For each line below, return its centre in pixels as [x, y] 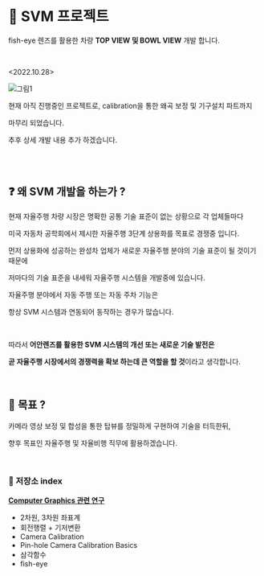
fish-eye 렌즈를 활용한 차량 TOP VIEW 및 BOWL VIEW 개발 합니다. [114, 40]
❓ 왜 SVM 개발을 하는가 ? [67, 192]
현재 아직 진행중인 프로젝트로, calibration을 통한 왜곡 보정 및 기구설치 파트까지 [130, 105]
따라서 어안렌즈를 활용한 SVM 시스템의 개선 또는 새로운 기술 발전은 [112, 344]
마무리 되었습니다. [37, 122]
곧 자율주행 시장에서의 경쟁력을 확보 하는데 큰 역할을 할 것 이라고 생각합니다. [124, 361]
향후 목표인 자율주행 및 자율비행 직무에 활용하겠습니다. [93, 442]
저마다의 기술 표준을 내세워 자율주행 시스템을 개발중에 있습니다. [107, 278]
